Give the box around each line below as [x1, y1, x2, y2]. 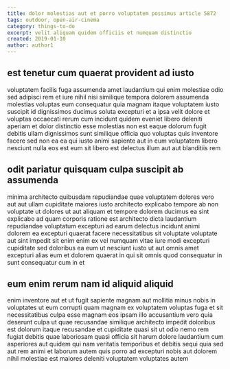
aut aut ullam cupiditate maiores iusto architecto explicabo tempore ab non [7, 200, 218, 208]
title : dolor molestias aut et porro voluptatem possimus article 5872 [7, 10, 216, 17]
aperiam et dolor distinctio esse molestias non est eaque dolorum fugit [7, 121, 207, 130]
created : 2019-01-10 [7, 36, 67, 43]
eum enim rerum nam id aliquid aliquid [7, 278, 174, 290]
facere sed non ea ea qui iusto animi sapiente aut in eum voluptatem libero [7, 136, 218, 145]
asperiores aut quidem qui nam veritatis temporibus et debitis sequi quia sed [7, 340, 224, 348]
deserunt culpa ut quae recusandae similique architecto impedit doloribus [7, 318, 216, 326]
